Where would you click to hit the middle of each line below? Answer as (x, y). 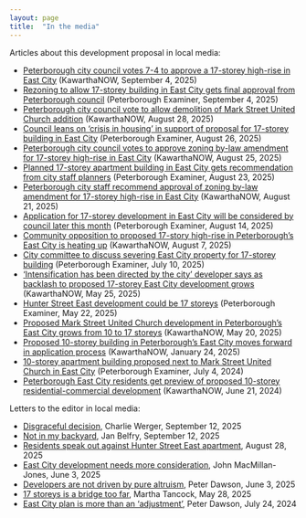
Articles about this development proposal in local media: (115, 52)
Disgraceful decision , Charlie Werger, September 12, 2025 (132, 426)
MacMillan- (255, 465)
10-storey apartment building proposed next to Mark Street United (147, 361)
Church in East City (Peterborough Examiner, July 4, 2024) (133, 371)
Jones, (36, 474)
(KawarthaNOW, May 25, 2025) (82, 293)
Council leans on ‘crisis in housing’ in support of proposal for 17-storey (156, 128)
